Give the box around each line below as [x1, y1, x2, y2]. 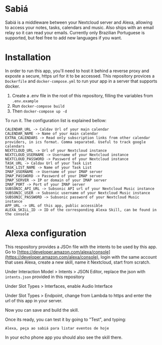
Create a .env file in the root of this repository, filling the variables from [12, 93, 153, 98]
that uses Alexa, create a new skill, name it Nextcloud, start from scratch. [5, 259, 151, 265]
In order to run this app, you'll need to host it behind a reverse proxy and [5, 68, 149, 74]
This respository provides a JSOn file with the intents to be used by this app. [5, 244, 157, 250]
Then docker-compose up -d [12, 108, 67, 114]
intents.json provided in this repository [5, 274, 85, 280]
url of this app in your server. [5, 298, 63, 303]
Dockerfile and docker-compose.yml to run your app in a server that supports [5, 78, 158, 84]
